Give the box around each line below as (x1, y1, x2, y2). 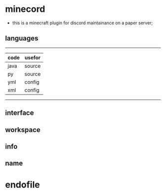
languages (5, 34, 39, 43)
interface (5, 109, 34, 117)
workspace (5, 125, 41, 134)
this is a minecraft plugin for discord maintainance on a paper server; (12, 20, 153, 26)
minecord (5, 3, 45, 15)
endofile (5, 179, 41, 190)
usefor (24, 54, 41, 61)
